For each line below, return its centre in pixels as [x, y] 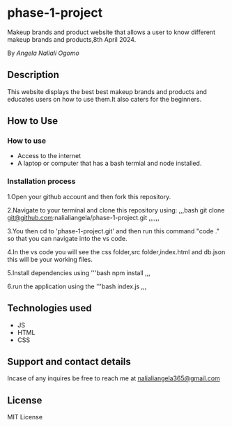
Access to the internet [49, 156]
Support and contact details [69, 361]
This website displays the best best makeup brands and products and [107, 91]
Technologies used [49, 308]
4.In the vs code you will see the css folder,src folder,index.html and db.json [116, 251]
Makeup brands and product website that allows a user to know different [111, 32]
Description [33, 75]
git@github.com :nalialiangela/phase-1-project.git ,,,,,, [83, 217]
